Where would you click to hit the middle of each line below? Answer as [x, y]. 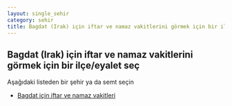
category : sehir [30, 20]
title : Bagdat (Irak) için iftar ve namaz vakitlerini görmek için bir [112, 26]
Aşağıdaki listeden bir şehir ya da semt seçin [71, 82]
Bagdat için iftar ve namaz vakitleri [66, 96]
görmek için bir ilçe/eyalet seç [74, 65]
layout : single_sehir [38, 14]
